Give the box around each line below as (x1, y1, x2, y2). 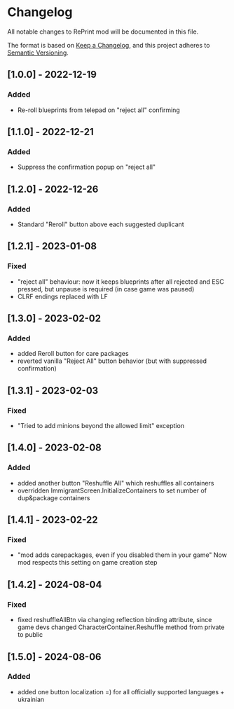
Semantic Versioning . (7, 48, 69, 57)
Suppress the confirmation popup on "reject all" (17, 163, 156, 172)
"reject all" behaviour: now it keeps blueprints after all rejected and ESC (17, 277, 224, 286)
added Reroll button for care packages (17, 350, 129, 358)
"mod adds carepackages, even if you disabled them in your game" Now (17, 551, 228, 559)
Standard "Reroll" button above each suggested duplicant (17, 220, 184, 228)
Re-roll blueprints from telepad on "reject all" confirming (17, 106, 180, 114)
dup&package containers (17, 493, 90, 502)
